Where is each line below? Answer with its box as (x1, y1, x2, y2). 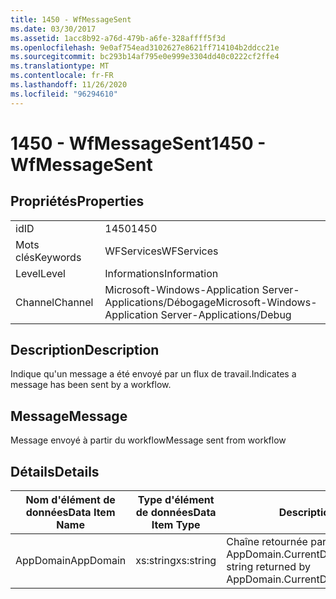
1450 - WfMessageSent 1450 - (10, 132, 267, 155)
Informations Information (104, 266, 219, 280)
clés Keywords (15, 250, 82, 264)
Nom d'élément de (25, 493, 116, 507)
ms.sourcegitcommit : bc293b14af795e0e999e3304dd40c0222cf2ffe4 (10, 52, 280, 62)
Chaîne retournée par (226, 535, 327, 549)
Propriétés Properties (10, 193, 145, 210)
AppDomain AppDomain (15, 554, 127, 568)
